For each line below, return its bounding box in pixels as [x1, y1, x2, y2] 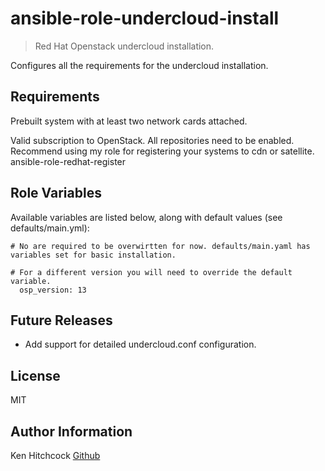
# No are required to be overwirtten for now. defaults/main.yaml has [10, 241, 311, 251]
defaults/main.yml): [10, 222, 90, 234]
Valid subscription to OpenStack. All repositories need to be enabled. [10, 134, 295, 146]
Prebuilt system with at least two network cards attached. [10, 115, 248, 127]
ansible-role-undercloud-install [10, 7, 280, 30]
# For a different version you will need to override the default [10, 267, 293, 277]
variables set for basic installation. [10, 250, 177, 260]
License [10, 367, 61, 384]
